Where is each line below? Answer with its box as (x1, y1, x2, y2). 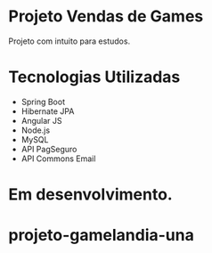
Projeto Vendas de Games (8, 6, 204, 27)
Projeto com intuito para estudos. (8, 36, 131, 46)
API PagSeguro (20, 143, 77, 154)
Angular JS (20, 115, 63, 126)
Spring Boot (20, 96, 66, 107)
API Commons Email (20, 153, 96, 164)
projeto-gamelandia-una (8, 225, 195, 246)
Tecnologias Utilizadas (8, 67, 181, 87)
